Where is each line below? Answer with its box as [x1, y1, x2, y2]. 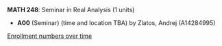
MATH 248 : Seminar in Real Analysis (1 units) [7, 6, 135, 14]
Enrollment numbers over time [7, 32, 92, 40]
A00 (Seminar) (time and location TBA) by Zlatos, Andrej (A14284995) [16, 19, 216, 26]
